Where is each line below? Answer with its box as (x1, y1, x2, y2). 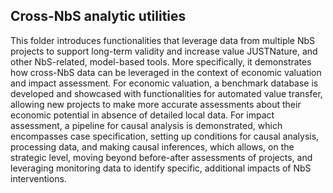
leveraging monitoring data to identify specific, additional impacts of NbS (10, 162, 312, 174)
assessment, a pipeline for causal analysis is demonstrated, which (10, 119, 283, 131)
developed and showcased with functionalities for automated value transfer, (10, 87, 323, 99)
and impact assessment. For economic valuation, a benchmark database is (10, 77, 319, 89)
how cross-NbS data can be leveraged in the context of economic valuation (10, 66, 322, 78)
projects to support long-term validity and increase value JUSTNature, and (10, 45, 318, 57)
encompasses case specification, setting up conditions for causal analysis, (10, 130, 320, 142)
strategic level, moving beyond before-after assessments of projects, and (10, 151, 313, 163)
